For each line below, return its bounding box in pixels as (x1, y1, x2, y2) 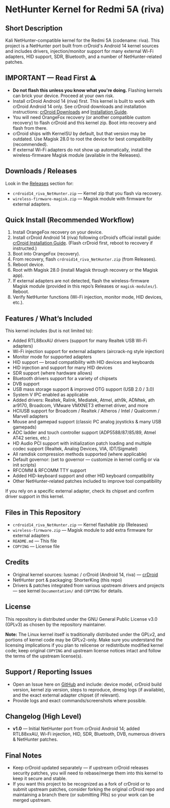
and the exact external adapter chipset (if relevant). (12, 692, 120, 698)
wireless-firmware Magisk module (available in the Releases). (12, 152, 142, 158)
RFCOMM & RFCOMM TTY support (12, 467, 86, 474)
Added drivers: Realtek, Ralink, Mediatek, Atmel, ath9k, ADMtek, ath (12, 397, 155, 403)
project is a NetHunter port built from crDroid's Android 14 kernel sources (5, 43, 159, 49)
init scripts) (12, 462, 37, 468)
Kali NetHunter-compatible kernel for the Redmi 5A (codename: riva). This (5, 37, 160, 43)
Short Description (5, 24, 63, 33)
